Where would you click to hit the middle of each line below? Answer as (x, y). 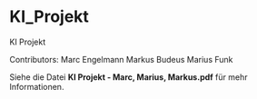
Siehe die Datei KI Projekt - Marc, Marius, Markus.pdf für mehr (128, 77)
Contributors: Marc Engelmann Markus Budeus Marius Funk (121, 59)
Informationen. (37, 86)
